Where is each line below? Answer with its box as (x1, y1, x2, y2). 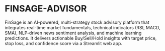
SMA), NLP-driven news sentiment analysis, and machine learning (5, 30, 142, 36)
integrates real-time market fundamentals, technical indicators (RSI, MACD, (5, 24, 160, 30)
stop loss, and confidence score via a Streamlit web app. (5, 40, 123, 46)
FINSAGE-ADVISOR (5, 3, 87, 14)
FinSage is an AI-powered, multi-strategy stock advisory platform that (5, 19, 149, 25)
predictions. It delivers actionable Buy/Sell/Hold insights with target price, (5, 35, 157, 41)
